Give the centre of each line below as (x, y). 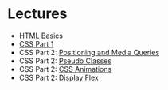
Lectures (37, 14)
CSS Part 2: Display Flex (59, 77)
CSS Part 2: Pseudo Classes (65, 61)
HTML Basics (41, 36)
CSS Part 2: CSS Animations (65, 69)
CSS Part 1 (36, 43)
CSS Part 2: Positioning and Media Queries (89, 52)
